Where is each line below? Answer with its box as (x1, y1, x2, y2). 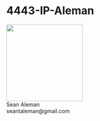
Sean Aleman (6, 101, 40, 108)
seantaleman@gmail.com (6, 107, 70, 114)
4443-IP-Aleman (6, 4, 95, 18)
